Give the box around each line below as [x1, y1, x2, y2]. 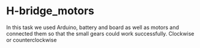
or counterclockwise [6, 36, 57, 43]
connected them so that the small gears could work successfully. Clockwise [6, 30, 195, 37]
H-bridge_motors [6, 4, 95, 18]
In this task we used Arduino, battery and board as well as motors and [6, 24, 179, 31]
